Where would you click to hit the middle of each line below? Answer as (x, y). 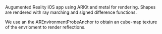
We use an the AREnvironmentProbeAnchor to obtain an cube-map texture (81, 22)
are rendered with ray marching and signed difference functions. (71, 12)
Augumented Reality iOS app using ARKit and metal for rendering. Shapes (81, 7)
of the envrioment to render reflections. (45, 27)
